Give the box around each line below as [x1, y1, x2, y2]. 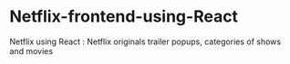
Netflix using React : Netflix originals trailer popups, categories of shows [9, 36, 281, 47]
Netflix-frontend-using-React [9, 6, 239, 27]
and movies [9, 45, 53, 56]
